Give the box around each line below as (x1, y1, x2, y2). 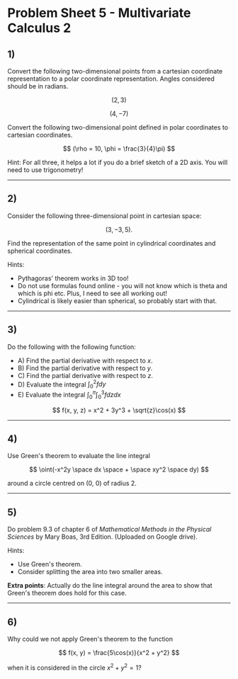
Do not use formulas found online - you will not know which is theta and (17, 281, 228, 290)
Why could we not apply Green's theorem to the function (7, 634, 174, 643)
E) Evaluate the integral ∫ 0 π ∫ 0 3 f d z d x (17, 389, 122, 401)
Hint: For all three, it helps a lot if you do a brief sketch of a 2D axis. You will (7, 158, 228, 166)
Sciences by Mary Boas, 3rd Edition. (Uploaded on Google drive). (7, 532, 198, 541)
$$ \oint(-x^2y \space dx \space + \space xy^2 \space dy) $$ (29, 465, 209, 474)
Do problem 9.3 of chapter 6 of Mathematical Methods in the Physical (7, 525, 212, 534)
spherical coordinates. (7, 246, 73, 255)
